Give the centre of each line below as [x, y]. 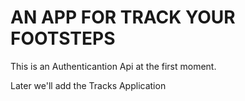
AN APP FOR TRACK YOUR [123, 17]
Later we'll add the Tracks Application [88, 85]
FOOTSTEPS [63, 38]
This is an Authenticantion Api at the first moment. [113, 66]
